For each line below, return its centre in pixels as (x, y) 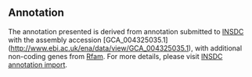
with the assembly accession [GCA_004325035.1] (88, 40)
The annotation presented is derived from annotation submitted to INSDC (126, 31)
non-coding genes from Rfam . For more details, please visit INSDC (115, 56)
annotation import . (38, 65)
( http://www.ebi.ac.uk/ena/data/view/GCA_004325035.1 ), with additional (125, 48)
